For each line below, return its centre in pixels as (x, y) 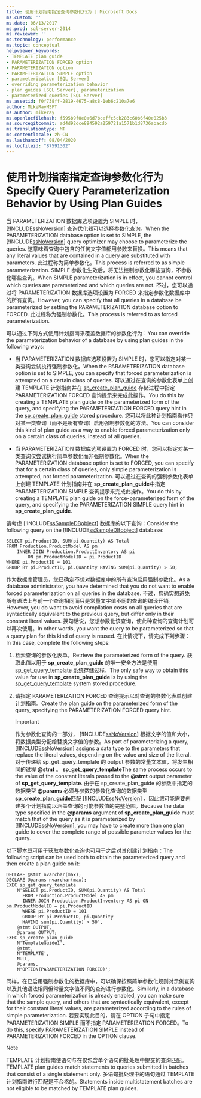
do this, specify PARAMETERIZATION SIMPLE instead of (75, 1029)
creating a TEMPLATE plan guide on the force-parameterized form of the (104, 498)
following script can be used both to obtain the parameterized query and (96, 857)
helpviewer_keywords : (33, 51)
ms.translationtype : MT (36, 129)
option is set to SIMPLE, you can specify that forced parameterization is (103, 373)
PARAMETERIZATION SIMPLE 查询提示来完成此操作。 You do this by (98, 491)
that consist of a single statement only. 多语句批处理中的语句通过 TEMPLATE (100, 1074)
